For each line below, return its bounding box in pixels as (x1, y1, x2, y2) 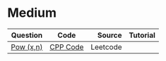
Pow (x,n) (11, 42, 43, 52)
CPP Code (49, 42, 84, 52)
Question (11, 30, 43, 40)
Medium (7, 5, 57, 21)
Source (97, 30, 122, 40)
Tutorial (129, 30, 155, 40)
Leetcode (90, 42, 122, 52)
